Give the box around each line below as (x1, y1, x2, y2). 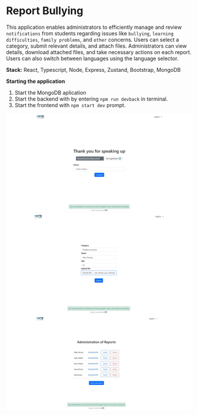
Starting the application (6, 78, 65, 85)
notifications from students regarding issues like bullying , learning (6, 29, 174, 36)
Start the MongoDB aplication (14, 89, 86, 96)
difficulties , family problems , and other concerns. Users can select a (6, 36, 179, 43)
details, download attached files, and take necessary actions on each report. (6, 48, 192, 55)
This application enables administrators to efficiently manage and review (6, 24, 182, 31)
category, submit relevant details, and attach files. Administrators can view (6, 42, 187, 49)
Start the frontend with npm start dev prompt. (14, 101, 126, 108)
